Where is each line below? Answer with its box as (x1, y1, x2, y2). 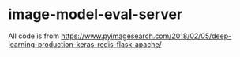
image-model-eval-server (8, 5, 183, 23)
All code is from (8, 31, 60, 41)
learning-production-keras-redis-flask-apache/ (8, 39, 162, 48)
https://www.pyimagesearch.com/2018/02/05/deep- (60, 31, 232, 41)
